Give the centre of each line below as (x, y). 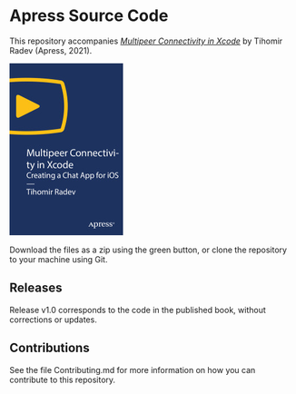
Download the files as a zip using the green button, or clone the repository (148, 250)
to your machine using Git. (59, 259)
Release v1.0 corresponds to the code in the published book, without (138, 310)
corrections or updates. (53, 320)
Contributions (49, 348)
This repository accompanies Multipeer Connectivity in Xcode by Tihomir (146, 41)
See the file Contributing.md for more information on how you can (133, 369)
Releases (36, 288)
